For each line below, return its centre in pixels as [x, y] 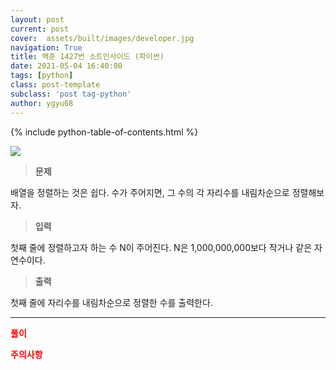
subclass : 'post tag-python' [71, 94]
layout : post [37, 19]
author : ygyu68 [42, 103]
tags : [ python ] [42, 76]
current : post [40, 29]
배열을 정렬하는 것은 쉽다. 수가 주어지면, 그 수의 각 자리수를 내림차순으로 [150, 192]
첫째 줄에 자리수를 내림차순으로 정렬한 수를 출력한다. [111, 302]
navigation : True [46, 47]
